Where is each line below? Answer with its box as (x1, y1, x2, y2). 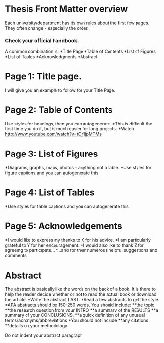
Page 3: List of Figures (5, 149, 98, 159)
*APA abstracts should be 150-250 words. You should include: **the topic (5, 302, 155, 308)
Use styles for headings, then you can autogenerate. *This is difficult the (5, 121, 153, 126)
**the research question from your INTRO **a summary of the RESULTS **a (5, 307, 159, 313)
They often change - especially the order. (5, 25, 89, 31)
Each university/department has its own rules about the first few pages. (5, 20, 150, 26)
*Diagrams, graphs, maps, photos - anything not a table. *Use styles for (5, 165, 152, 171)
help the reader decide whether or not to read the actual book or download (5, 291, 157, 297)
